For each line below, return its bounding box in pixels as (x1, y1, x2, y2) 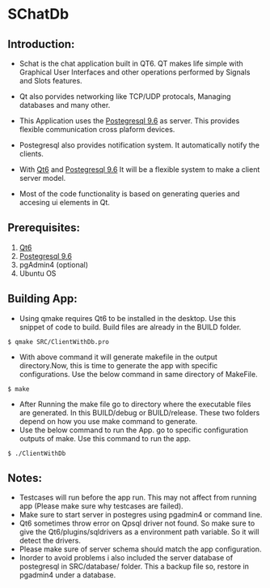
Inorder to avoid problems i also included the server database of (19, 553, 234, 563)
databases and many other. (19, 101, 111, 109)
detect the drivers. (19, 536, 82, 546)
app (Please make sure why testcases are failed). (19, 501, 184, 511)
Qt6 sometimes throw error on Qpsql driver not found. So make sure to (19, 518, 255, 528)
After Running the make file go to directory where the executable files (19, 399, 251, 409)
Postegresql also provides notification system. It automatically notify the (19, 140, 260, 150)
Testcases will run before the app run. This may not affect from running (19, 492, 257, 503)
